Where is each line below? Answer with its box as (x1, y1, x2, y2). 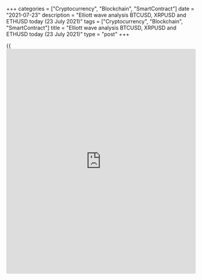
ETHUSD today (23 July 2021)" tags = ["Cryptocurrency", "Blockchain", (6, 18, 183, 25)
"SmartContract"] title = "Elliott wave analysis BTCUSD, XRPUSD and (6, 24, 177, 31)
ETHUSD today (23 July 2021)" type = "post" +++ (6, 31, 130, 38)
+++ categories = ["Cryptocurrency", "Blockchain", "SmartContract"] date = (6, 5, 195, 12)
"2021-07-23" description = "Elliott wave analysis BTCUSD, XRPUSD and (6, 11, 186, 19)
